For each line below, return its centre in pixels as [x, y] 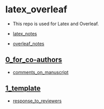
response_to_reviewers [37, 101]
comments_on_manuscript [40, 72]
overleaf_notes [28, 43]
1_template [23, 88]
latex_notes [25, 33]
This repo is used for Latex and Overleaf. [56, 24]
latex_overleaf [36, 10]
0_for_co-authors [34, 60]
